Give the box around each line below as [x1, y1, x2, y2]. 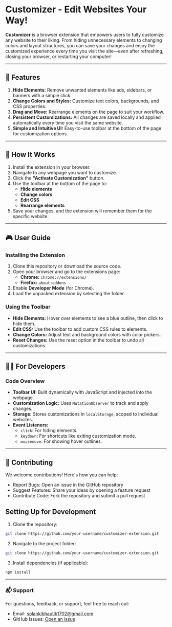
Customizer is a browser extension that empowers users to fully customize [5, 31, 164, 38]
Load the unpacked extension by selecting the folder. [12, 291, 125, 297]
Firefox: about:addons [20, 279, 67, 286]
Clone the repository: [12, 521, 58, 527]
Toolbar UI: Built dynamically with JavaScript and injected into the [12, 389, 153, 396]
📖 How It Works [5, 150, 55, 159]
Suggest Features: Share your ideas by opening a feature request [12, 487, 151, 493]
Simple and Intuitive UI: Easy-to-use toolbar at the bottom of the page [12, 125, 162, 131]
